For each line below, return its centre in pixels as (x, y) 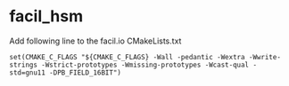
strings (24, 65)
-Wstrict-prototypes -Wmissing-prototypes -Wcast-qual (145, 65)
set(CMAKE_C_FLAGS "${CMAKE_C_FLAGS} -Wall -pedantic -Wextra (127, 57)
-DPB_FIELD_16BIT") (85, 73)
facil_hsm (46, 16)
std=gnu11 (28, 73)
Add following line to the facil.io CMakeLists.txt (95, 41)
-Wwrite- (264, 57)
